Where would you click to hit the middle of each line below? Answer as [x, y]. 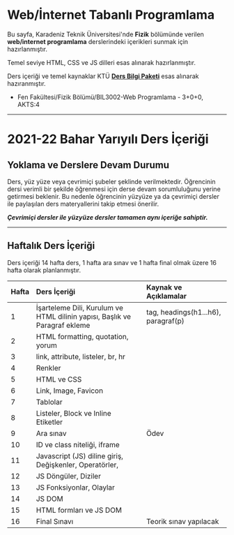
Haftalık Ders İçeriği [51, 246]
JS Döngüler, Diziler [68, 476]
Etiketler [49, 422]
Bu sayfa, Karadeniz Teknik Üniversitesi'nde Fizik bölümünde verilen [106, 34]
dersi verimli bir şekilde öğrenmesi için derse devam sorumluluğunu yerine [114, 189]
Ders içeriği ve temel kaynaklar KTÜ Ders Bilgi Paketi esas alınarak [103, 76]
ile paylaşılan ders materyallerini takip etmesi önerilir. [83, 204]
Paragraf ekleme [63, 325]
